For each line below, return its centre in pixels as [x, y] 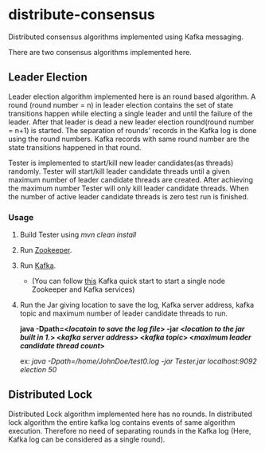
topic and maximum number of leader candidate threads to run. [124, 313]
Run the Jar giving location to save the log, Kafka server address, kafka [137, 305]
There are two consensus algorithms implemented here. [100, 52]
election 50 [38, 370]
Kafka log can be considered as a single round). [87, 439]
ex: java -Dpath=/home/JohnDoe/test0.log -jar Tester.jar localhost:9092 [138, 361]
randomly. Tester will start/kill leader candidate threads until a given [119, 171]
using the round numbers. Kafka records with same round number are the [129, 139]
